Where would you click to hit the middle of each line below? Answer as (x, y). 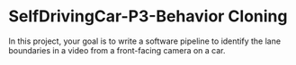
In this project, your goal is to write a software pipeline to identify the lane (144, 41)
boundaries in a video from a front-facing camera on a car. (117, 50)
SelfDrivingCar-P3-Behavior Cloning (148, 16)
